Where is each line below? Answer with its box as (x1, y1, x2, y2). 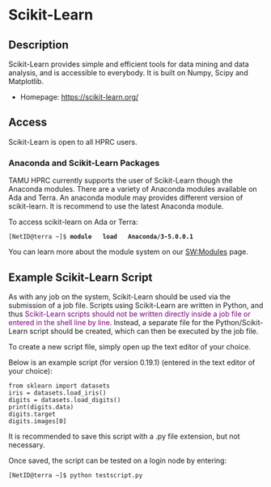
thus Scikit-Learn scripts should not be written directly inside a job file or (8, 309, 251, 319)
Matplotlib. (8, 77, 44, 86)
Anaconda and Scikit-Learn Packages (8, 157, 160, 168)
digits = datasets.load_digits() (8, 396, 121, 404)
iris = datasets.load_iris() (8, 388, 107, 397)
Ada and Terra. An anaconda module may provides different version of (8, 193, 243, 203)
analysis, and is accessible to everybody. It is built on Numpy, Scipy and (8, 68, 248, 78)
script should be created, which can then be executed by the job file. (29, 326, 259, 336)
